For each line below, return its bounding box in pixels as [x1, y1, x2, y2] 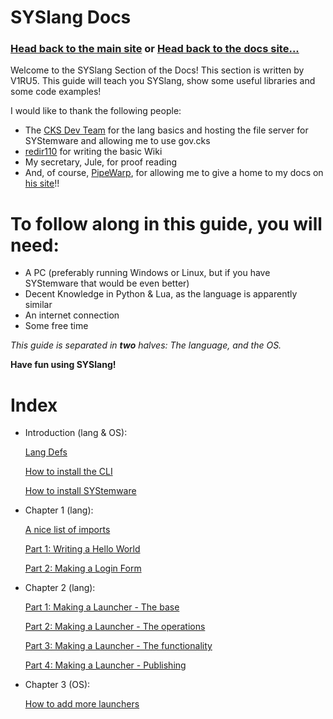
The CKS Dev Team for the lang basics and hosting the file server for [24, 124, 309, 136]
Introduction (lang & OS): [24, 427, 128, 439]
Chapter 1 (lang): [24, 504, 94, 516]
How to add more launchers [24, 698, 140, 710]
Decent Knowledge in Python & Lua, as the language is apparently [24, 288, 298, 300]
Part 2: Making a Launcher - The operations [24, 621, 206, 633]
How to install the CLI [24, 466, 113, 478]
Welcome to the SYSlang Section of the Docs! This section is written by [10, 64, 305, 76]
